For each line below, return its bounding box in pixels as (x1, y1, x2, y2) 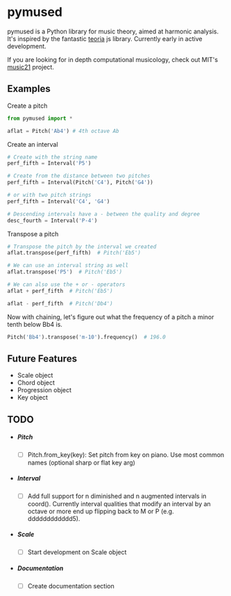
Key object (17, 394, 49, 402)
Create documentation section (27, 581, 114, 590)
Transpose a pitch (7, 229, 59, 238)
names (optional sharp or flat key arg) (27, 458, 135, 467)
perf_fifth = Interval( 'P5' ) (7, 160, 92, 167)
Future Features (7, 353, 78, 364)
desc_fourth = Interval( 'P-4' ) (7, 217, 98, 224)
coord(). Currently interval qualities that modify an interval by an (27, 499, 212, 508)
